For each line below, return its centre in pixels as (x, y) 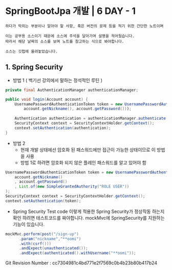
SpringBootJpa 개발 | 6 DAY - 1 (71, 11)
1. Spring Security (34, 67)
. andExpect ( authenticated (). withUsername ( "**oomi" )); (78, 253)
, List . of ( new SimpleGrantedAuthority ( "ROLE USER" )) (72, 187)
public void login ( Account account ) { (47, 99)
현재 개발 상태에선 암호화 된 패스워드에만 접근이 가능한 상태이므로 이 (88, 150)
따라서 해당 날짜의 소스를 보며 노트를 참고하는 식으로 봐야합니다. (65, 41)
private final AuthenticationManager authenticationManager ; (72, 90)
